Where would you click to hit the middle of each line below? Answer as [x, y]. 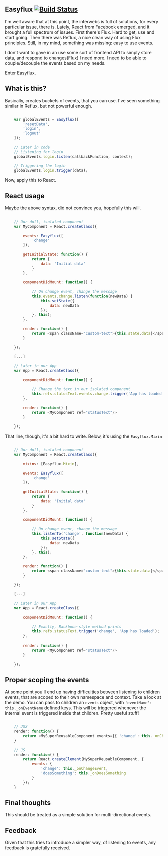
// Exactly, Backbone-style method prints [77, 627]
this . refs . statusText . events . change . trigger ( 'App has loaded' [98, 394]
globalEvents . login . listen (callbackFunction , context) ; [74, 157]
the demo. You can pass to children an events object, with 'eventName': [79, 703]
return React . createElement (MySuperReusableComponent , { [83, 759]
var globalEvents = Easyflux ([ [47, 119]
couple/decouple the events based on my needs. [55, 63]
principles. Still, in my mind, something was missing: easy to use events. [79, 43]
